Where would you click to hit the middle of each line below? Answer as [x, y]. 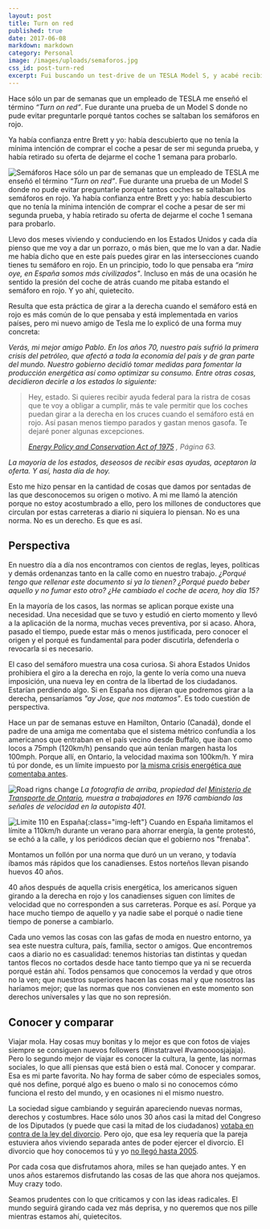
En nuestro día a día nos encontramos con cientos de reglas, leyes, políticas [134, 565]
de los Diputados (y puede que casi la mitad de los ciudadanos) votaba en [131, 1125]
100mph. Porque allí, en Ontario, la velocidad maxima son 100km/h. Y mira [131, 757]
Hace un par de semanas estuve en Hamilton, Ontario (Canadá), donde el [130, 723]
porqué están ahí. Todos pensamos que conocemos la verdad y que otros [131, 971]
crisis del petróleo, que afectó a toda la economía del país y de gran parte [132, 355]
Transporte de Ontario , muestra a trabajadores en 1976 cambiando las [126, 798]
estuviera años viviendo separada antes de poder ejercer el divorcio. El [126, 1143]
